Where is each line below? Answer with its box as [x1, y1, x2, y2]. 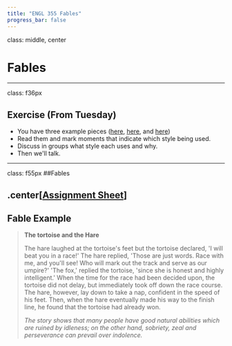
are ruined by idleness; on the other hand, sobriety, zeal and [23, 324, 197, 332]
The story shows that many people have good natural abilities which [23, 316, 220, 325]
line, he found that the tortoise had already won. [23, 303, 161, 311]
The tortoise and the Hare [23, 231, 99, 239]
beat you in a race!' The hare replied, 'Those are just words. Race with [23, 251, 224, 260]
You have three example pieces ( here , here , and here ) [17, 127, 171, 135]
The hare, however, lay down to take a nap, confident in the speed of [23, 288, 220, 297]
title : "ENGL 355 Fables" [7, 10, 81, 17]
